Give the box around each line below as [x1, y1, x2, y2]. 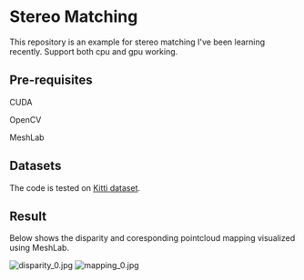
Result [9, 208, 47, 224]
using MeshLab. [9, 243, 70, 254]
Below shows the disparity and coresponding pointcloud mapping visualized [9, 233, 296, 244]
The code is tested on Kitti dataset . [9, 182, 141, 193]
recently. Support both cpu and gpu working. [9, 45, 178, 56]
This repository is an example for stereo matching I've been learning [9, 36, 266, 47]
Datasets [9, 158, 62, 174]
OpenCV [9, 114, 42, 125]
